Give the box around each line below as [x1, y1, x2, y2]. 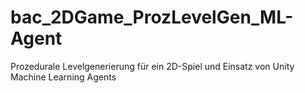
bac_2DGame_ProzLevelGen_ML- [10, 6, 294, 29]
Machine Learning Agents [10, 71, 117, 83]
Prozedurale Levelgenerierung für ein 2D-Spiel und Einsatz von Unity [10, 60, 295, 72]
